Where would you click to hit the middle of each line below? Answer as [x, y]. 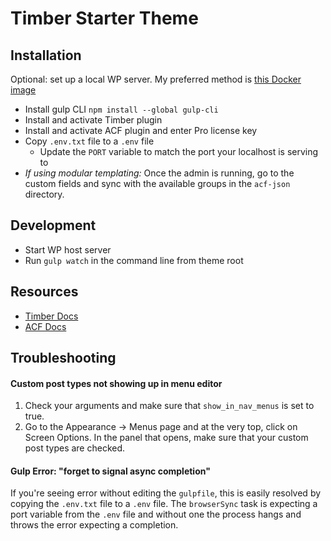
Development [53, 225]
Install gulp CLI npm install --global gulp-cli [121, 109]
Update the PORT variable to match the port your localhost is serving [179, 151]
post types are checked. [75, 448]
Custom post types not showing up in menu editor [116, 383]
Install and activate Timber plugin [93, 120]
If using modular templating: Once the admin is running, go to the [159, 173]
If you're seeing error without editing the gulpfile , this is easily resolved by [166, 493]
